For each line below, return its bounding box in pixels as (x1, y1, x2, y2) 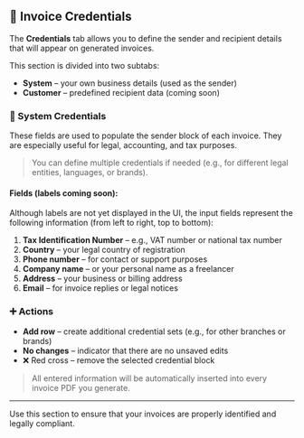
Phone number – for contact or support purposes (22, 254, 208, 265)
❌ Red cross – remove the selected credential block (22, 354, 215, 366)
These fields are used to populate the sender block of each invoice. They (9, 130, 282, 141)
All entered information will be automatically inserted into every (31, 372, 268, 384)
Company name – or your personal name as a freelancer (22, 264, 234, 275)
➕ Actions (9, 305, 54, 318)
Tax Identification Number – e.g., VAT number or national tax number (22, 235, 283, 246)
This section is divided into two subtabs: (9, 60, 160, 70)
